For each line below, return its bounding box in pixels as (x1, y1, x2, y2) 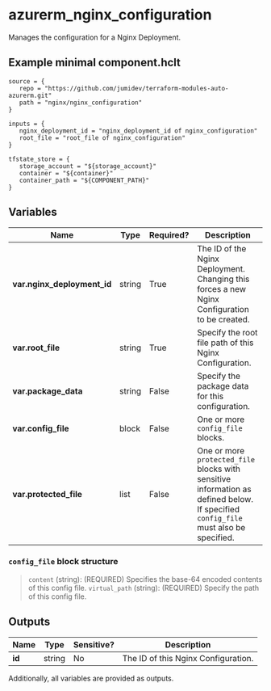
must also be (197, 521, 246, 533)
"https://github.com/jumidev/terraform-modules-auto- (44, 84, 229, 92)
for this (197, 390, 224, 402)
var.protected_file (12, 488, 83, 499)
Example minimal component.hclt (8, 56, 181, 70)
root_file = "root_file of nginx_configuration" (19, 133, 186, 142)
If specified (197, 504, 240, 515)
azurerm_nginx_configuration (8, 6, 212, 24)
